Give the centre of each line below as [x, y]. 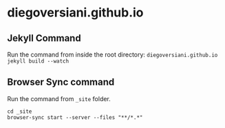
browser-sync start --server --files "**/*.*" [75, 117]
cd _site [20, 111]
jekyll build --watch [38, 61]
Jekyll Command [44, 38]
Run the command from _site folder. [59, 98]
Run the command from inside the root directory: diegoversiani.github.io [112, 54]
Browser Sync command [61, 82]
